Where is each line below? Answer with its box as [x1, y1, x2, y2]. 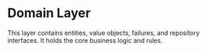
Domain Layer [7, 5, 91, 21]
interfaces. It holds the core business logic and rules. [7, 36, 163, 44]
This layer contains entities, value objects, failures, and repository [7, 28, 201, 37]
